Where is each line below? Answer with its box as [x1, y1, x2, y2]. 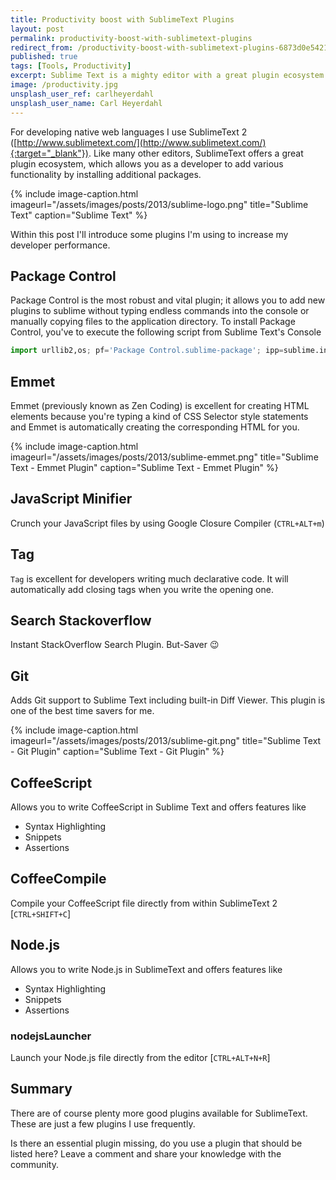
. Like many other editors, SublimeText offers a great [88, 147, 304, 159]
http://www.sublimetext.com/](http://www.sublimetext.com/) [16, 136, 267, 148]
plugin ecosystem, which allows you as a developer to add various [10, 157, 284, 170]
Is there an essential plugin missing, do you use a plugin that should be [10, 1137, 303, 1149]
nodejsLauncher [10, 1029, 92, 1043]
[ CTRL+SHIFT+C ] [10, 907, 72, 920]
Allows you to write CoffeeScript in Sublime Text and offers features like [10, 801, 307, 813]
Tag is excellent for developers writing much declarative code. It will [10, 572, 289, 585]
